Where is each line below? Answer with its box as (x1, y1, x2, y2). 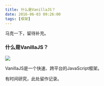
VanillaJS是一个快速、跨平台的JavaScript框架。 (5, 65, 103, 71)
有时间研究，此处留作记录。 (5, 76, 62, 82)
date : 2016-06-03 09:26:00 (5, 12, 61, 17)
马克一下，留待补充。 (5, 30, 49, 36)
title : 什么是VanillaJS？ (5, 7, 56, 12)
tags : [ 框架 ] (5, 16, 31, 21)
